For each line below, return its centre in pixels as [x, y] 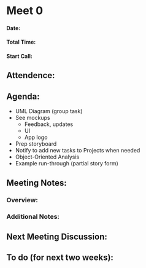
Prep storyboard [36, 144]
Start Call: [19, 56]
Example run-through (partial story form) [67, 164]
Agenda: [23, 96]
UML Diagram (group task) [49, 111]
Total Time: [21, 42]
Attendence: [31, 75]
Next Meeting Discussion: [57, 236]
